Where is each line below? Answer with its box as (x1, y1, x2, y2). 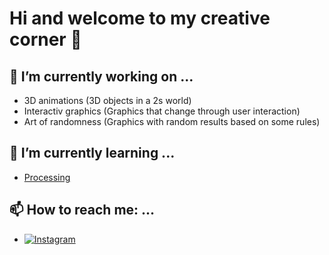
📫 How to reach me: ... (9, 202, 156, 219)
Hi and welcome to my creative (9, 7, 271, 30)
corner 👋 (9, 28, 82, 51)
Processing (23, 171, 71, 183)
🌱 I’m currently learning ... (9, 145, 176, 162)
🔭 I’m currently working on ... (9, 68, 194, 85)
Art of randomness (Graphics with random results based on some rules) (23, 116, 321, 127)
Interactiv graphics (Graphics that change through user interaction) (23, 105, 301, 117)
